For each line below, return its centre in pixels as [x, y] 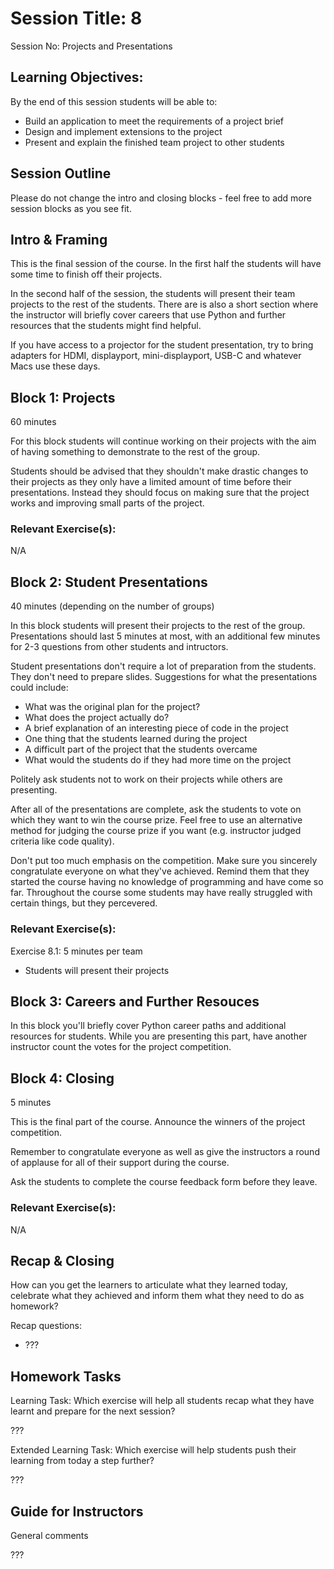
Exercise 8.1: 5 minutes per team [76, 951]
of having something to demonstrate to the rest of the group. [135, 452]
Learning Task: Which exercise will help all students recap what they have [162, 1401]
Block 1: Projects [63, 397]
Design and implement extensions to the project [123, 131]
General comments [49, 1535]
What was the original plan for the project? [112, 707]
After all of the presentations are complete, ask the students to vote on [156, 809]
